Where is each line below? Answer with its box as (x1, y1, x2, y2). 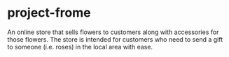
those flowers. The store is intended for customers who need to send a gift (7, 35, 223, 43)
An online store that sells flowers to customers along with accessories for (7, 28, 219, 36)
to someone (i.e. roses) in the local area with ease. (7, 42, 153, 51)
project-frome (7, 5, 91, 21)
